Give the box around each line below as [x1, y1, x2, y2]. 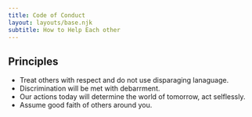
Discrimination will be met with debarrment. [19, 83, 160, 94]
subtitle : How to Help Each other [8, 26, 121, 34]
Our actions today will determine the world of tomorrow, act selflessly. [19, 92, 246, 101]
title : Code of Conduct [8, 11, 86, 19]
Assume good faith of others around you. [19, 101, 153, 110]
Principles [8, 55, 59, 68]
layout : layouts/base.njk [8, 19, 92, 27]
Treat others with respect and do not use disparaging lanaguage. [19, 76, 229, 85]
